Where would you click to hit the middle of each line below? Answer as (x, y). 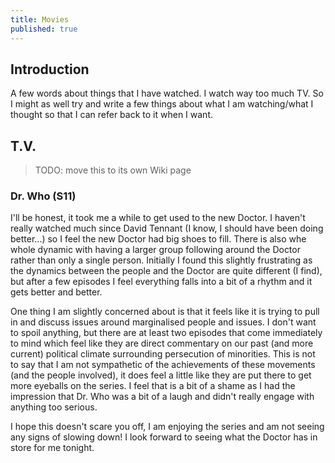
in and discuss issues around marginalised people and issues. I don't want (163, 322)
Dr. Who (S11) (43, 196)
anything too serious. (54, 407)
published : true (44, 29)
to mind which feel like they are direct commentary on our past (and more (162, 343)
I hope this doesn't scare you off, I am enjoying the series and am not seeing (167, 427)
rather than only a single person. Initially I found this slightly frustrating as (161, 260)
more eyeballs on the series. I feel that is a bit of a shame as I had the (153, 386)
